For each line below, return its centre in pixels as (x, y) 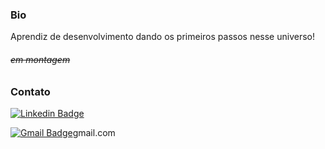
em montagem (40, 59)
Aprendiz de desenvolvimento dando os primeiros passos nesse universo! (162, 37)
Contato (30, 91)
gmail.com (94, 132)
